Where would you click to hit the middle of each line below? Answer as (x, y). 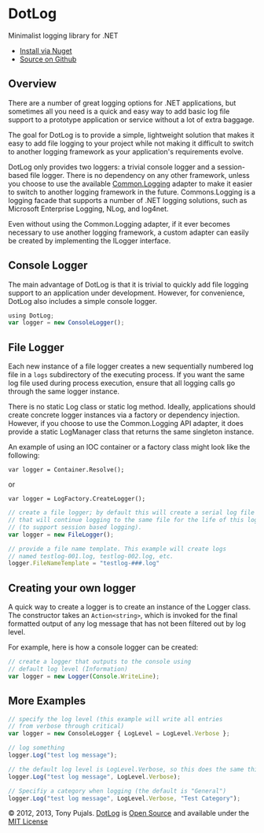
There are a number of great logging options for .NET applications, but (122, 102)
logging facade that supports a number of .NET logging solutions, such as (128, 200)
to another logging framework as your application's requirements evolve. (126, 151)
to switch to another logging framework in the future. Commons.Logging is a (132, 192)
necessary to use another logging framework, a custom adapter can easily (128, 232)
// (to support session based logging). (75, 527)
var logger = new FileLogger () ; (61, 535)
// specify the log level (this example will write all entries (115, 719)
